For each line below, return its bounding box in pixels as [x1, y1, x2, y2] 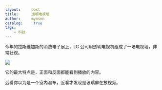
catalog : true [5, 20, 42, 26]
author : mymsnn [5, 16, 45, 21]
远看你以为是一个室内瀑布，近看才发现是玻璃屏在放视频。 [5, 80, 121, 85]
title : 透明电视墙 [5, 12, 50, 17]
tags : [5, 25, 16, 30]
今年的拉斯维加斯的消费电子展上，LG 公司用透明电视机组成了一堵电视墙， [5, 44, 153, 49]
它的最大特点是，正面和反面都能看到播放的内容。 [5, 69, 103, 75]
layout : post [5, 7, 40, 12]
